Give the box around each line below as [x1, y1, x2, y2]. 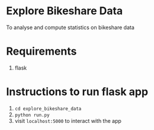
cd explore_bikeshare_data [14, 106, 82, 112]
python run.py [14, 112, 50, 118]
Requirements [6, 45, 77, 58]
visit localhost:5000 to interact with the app [14, 117, 121, 124]
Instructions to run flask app [6, 85, 149, 99]
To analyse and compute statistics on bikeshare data [6, 24, 135, 31]
